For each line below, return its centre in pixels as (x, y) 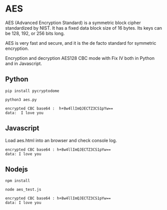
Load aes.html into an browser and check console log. (61, 140)
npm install (18, 181)
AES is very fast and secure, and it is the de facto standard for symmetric (81, 43)
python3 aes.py (21, 99)
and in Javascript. (24, 63)
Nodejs (17, 169)
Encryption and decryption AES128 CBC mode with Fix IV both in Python (80, 58)
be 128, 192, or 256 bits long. (35, 33)
